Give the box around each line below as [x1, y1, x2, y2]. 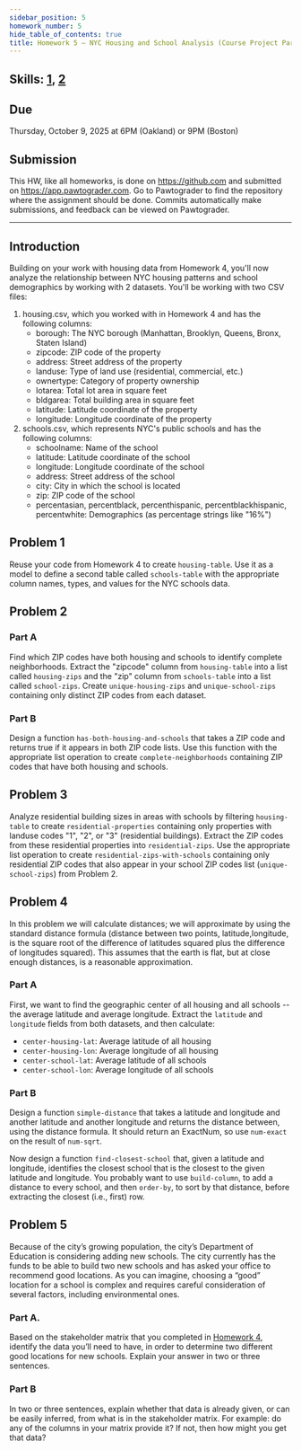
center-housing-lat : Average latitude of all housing [21, 1035, 212, 1047]
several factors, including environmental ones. [9, 1288, 180, 1299]
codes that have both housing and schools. [9, 761, 168, 772]
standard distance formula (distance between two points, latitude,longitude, [9, 927, 289, 939]
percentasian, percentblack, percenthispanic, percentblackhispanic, [35, 500, 288, 510]
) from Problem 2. [53, 868, 118, 879]
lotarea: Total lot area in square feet [35, 385, 168, 396]
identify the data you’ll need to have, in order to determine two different [9, 1341, 273, 1352]
